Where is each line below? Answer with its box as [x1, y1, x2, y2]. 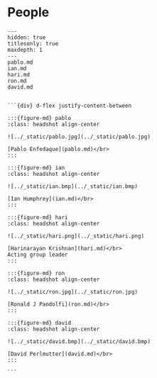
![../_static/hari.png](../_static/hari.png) [7, 232, 144, 240]
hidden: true [7, 33, 46, 41]
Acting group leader [7, 251, 69, 258]
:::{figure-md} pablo [7, 114, 72, 121]
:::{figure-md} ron [7, 269, 65, 277]
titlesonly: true [7, 40, 59, 47]
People [7, 4, 50, 21]
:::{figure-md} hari [7, 213, 69, 221]
